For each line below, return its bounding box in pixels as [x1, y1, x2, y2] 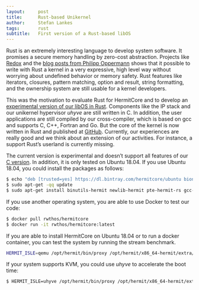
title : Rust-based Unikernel [6, 14, 92, 20]
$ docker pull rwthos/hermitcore [6, 216, 89, 222]
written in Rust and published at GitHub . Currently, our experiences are [6, 128, 179, 135]
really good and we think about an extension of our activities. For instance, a [6, 134, 192, 141]
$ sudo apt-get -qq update [6, 182, 73, 188]
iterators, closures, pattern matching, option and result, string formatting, [6, 78, 185, 86]
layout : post [6, 8, 49, 15]
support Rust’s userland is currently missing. [6, 141, 115, 148]
